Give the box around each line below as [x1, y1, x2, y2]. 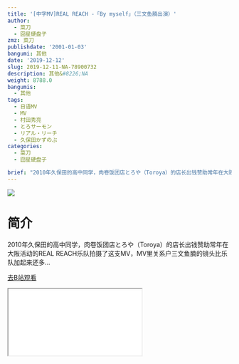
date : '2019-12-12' [7, 57, 65, 64]
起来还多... [19, 258, 51, 266]
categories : [7, 143, 43, 150]
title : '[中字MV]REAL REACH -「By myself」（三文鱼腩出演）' [7, 10, 177, 18]
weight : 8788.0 [7, 76, 53, 84]
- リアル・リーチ [14, 130, 58, 137]
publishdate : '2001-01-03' [7, 43, 87, 51]
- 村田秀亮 [14, 116, 42, 123]
